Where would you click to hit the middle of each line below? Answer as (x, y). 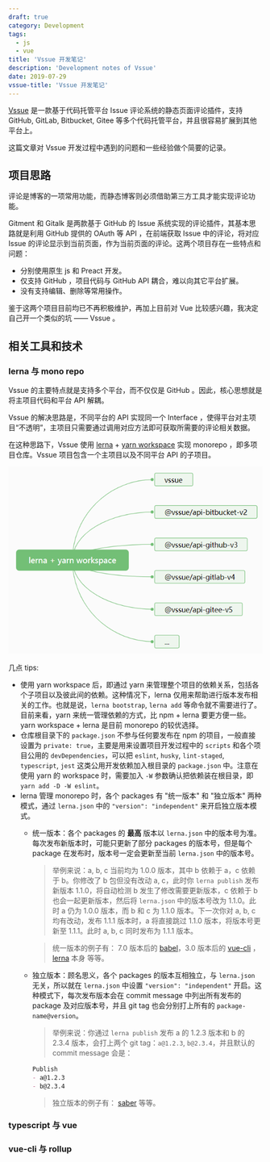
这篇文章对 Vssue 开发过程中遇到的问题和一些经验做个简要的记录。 (120, 147)
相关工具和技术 (46, 346)
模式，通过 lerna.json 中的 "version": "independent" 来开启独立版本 (135, 805)
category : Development (46, 25)
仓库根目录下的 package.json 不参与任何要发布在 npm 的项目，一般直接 (138, 735)
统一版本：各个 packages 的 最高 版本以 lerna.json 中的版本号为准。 (147, 833)
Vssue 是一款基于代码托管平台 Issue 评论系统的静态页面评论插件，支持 (126, 110)
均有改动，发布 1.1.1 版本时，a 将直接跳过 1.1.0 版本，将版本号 (153, 921)
